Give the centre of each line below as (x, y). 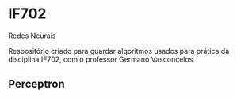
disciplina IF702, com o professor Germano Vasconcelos (101, 59)
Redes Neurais (32, 36)
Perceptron (36, 84)
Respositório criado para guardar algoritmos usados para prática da (119, 51)
